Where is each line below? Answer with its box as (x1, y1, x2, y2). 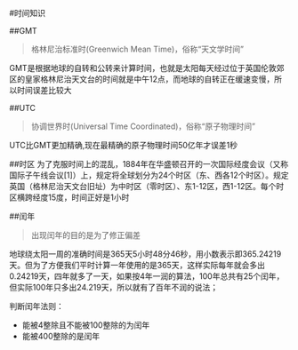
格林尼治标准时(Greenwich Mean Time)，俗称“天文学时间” (30, 44, 245, 54)
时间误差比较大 (16, 85, 72, 95)
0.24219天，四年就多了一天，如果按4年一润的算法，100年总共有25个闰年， (9, 271, 285, 282)
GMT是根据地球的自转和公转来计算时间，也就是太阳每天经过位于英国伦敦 (9, 63, 278, 73)
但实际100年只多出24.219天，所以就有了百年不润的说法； (9, 282, 219, 292)
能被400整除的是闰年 (21, 331, 101, 341)
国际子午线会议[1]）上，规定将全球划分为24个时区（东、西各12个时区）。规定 (9, 170, 289, 180)
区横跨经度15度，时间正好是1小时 (9, 192, 130, 203)
